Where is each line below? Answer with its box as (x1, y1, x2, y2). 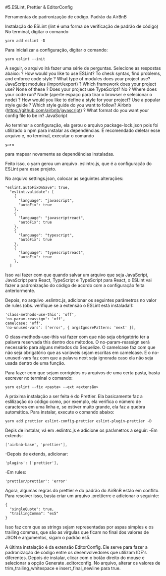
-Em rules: (5, 469, 26, 475)
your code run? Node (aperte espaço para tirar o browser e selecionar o (5, 92, 153, 97)
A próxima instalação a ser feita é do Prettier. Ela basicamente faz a (5, 394, 143, 399)
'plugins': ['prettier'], (5, 461, 58, 465)
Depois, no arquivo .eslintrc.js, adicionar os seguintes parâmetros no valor (5, 297, 157, 303)
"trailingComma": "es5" (9, 511, 58, 516)
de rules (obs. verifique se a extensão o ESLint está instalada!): (5, 302, 134, 308)
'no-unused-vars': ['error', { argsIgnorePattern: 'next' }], (5, 325, 136, 330)
